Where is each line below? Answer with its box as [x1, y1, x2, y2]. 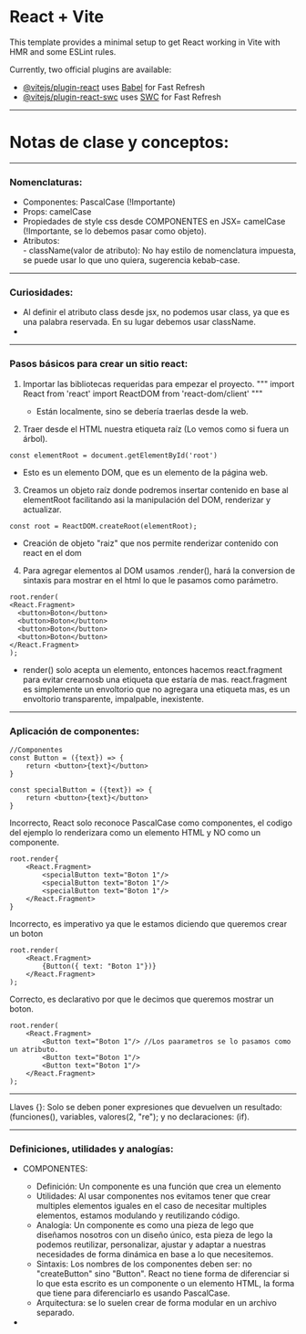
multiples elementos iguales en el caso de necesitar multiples [36, 1201, 267, 1212]
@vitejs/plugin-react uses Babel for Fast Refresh [22, 81, 206, 92]
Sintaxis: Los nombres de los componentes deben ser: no [36, 1258, 252, 1270]
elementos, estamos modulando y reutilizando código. [36, 1210, 240, 1221]
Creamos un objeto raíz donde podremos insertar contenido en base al [22, 484, 289, 495]
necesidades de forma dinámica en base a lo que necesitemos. [36, 1249, 274, 1260]
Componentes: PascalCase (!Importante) [22, 196, 176, 207]
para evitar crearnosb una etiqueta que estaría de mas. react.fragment [22, 674, 288, 685]
